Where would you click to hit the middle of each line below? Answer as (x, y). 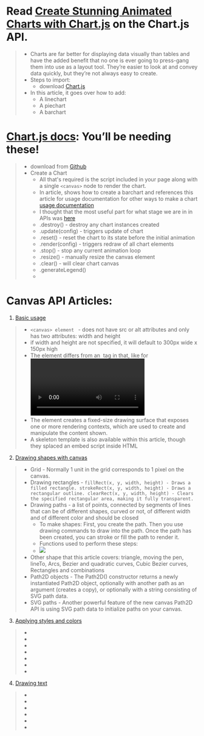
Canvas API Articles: (59, 301)
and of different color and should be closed (84, 518)
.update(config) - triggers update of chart (91, 231)
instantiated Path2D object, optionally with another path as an (107, 583)
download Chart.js (62, 86)
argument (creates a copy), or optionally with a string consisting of (114, 589)
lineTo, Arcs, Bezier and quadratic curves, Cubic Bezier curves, (109, 563)
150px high (44, 349)
